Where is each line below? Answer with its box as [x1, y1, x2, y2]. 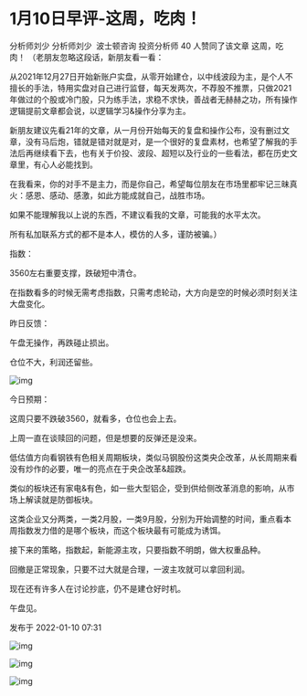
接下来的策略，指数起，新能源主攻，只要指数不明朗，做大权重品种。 [9, 544, 266, 555]
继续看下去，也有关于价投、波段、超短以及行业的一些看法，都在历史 [33, 147, 290, 158]
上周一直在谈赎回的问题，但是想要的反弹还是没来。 [9, 432, 202, 443]
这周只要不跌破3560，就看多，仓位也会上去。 [9, 413, 182, 424]
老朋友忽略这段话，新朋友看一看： [35, 51, 164, 62]
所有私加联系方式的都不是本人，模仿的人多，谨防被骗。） [9, 228, 222, 239]
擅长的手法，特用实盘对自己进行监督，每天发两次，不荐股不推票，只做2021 [9, 82, 292, 93]
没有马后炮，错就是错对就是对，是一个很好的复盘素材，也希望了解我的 [25, 136, 290, 147]
